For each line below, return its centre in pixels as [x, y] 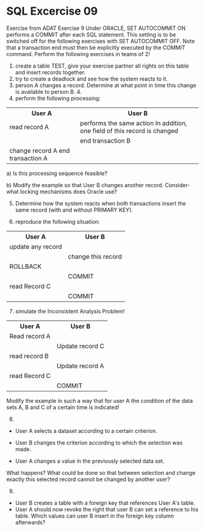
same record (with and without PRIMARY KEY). [74, 210]
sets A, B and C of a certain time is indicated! [63, 407]
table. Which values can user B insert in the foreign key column [95, 516]
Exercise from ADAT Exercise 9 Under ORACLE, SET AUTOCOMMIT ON [96, 28]
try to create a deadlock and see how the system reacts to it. [91, 79]
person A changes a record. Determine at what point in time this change [106, 85]
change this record [95, 256]
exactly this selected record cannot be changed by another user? [88, 479]
